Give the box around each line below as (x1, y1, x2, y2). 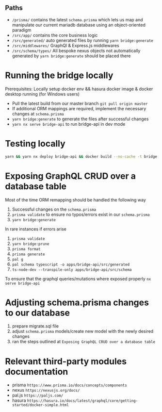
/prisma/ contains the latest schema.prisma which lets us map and (12, 16, 143, 22)
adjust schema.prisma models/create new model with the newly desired (12, 329, 154, 334)
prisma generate (12, 252, 45, 257)
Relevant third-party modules (5, 356, 127, 367)
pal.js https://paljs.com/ (12, 393, 64, 398)
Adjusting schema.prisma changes (5, 297, 149, 308)
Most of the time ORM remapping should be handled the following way (5, 197, 146, 203)
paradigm (12, 27, 32, 33)
